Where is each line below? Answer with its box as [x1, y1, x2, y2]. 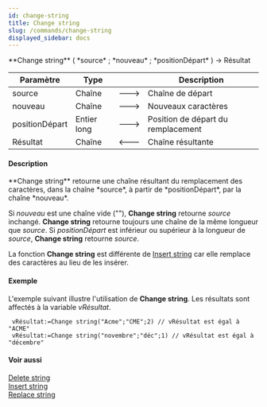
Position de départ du [147, 114, 228, 125]
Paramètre [19, 75, 60, 86]
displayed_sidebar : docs [8, 33, 91, 42]
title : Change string [8, 19, 80, 27]
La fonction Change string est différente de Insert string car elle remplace [8, 250, 251, 259]
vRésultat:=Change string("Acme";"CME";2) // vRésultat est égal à [11, 317, 240, 326]
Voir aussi [8, 355, 42, 365]
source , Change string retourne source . [8, 234, 140, 243]
